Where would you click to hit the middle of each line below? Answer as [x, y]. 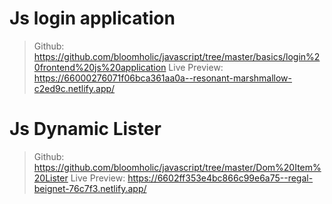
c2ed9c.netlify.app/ [74, 88]
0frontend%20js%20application [100, 67]
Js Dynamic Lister [85, 129]
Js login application [92, 18]
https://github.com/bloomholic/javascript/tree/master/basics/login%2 [177, 56]
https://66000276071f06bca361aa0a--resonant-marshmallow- [163, 78]
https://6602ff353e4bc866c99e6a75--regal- [220, 178]
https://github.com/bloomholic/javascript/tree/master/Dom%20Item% [177, 167]
